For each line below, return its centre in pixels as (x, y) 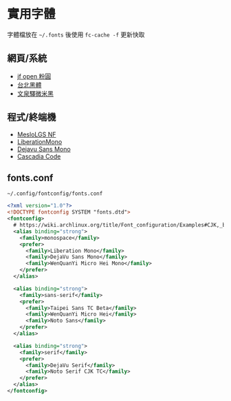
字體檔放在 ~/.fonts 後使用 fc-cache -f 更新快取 (76, 34)
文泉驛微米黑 (35, 93)
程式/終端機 (32, 117)
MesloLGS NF (36, 134)
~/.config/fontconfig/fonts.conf (55, 194)
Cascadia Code (39, 156)
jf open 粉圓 (34, 76)
